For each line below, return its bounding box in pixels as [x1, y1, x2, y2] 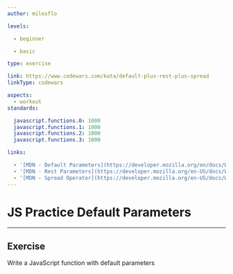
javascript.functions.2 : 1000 [13, 130, 101, 137]
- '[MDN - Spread [13, 174, 64, 181]
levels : [7, 22, 30, 30]
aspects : [7, 92, 33, 99]
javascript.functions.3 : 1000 [13, 137, 101, 144]
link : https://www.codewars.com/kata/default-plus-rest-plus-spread [7, 73, 209, 80]
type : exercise [7, 60, 51, 67]
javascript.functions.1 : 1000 [13, 123, 101, 130]
